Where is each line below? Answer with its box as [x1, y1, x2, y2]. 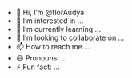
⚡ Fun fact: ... [15, 62, 60, 72]
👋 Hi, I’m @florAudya [15, 8, 85, 17]
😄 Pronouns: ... [15, 53, 68, 63]
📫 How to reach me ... [15, 42, 90, 51]
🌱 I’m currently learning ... [15, 25, 102, 33]
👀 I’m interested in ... [15, 16, 84, 25]
